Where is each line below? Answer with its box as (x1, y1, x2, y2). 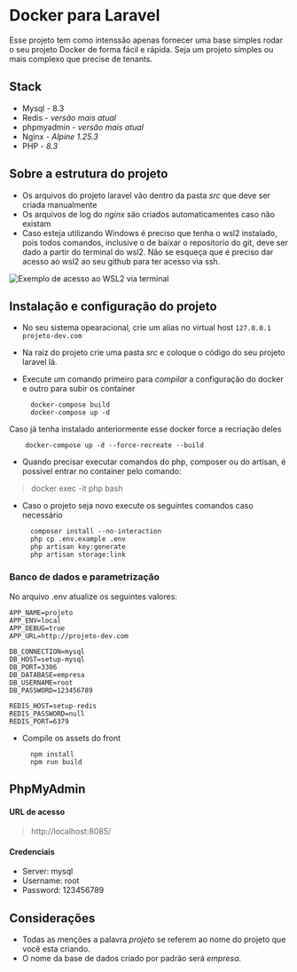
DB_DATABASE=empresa (9, 670, 86, 679)
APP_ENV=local (9, 616, 62, 625)
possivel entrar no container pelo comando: (21, 466, 182, 477)
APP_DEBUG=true (9, 623, 66, 633)
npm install (30, 749, 74, 759)
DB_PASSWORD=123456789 (9, 685, 93, 695)
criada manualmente (21, 199, 98, 209)
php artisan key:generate (30, 542, 126, 551)
